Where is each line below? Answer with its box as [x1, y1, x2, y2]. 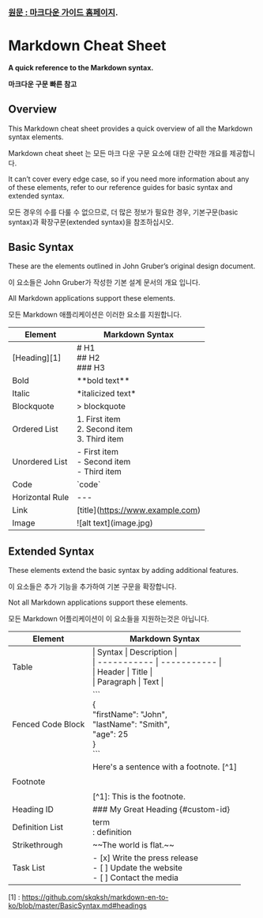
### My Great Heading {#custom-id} [92, 804, 231, 815]
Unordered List [12, 457, 68, 468]
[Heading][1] [12, 352, 62, 363]
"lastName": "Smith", [92, 719, 170, 730]
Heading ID [12, 804, 54, 815]
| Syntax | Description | [92, 647, 178, 658]
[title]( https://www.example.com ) [76, 505, 201, 516]
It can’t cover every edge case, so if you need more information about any [8, 174, 250, 184]
